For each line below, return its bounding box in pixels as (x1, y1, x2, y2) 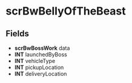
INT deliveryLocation (14, 70, 67, 77)
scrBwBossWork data (14, 44, 70, 51)
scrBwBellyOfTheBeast (5, 4, 127, 18)
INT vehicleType (14, 58, 56, 64)
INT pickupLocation (14, 64, 64, 71)
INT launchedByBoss (14, 51, 67, 58)
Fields (5, 28, 30, 39)
